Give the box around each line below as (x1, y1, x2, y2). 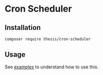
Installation (5, 23, 41, 32)
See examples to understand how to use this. (5, 64, 99, 70)
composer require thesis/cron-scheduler (5, 36, 91, 42)
